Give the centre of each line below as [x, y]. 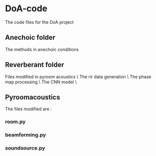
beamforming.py [26, 135]
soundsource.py [25, 148]
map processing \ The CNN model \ [41, 82]
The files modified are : [28, 109]
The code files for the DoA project [39, 22]
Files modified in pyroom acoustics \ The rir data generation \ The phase [78, 77]
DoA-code [26, 9]
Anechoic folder [30, 38]
